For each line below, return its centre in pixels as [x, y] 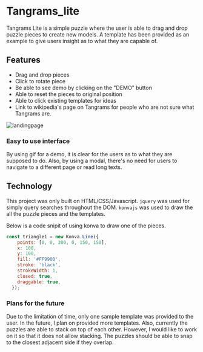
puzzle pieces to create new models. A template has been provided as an [98, 34]
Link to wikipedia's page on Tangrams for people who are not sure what [105, 107]
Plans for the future [35, 303]
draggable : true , [39, 282]
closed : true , [35, 276]
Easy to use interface [38, 141]
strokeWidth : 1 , [38, 271]
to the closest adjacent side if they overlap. [60, 342]
